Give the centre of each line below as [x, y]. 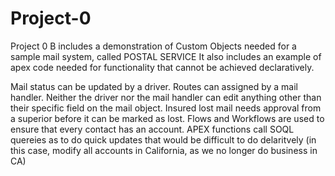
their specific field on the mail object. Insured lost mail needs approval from [166, 108]
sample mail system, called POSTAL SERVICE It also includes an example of [166, 56]
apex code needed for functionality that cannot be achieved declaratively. [162, 67]
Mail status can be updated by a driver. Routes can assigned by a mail [154, 86]
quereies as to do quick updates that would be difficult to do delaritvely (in [163, 139]
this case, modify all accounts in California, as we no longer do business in [164, 150]
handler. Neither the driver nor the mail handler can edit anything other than [166, 97]
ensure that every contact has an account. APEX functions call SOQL [152, 129]
